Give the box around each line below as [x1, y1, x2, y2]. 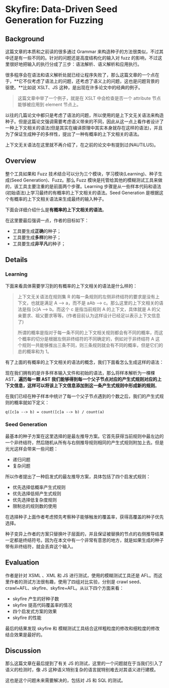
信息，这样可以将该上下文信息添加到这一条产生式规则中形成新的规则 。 [14, 382, 159, 388]
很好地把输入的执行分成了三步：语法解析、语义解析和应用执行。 [9, 61, 142, 67]
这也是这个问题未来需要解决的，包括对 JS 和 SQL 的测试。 [5, 677, 126, 683]
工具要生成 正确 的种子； [12, 228, 61, 234]
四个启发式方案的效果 [12, 608, 57, 614]
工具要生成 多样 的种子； [12, 234, 61, 240]
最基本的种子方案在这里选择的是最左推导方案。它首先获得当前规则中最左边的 [5, 433, 164, 439]
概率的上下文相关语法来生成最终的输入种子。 [14, 196, 107, 202]
